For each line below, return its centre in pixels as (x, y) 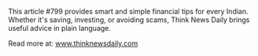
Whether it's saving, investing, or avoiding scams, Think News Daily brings (129, 20)
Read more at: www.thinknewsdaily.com (73, 43)
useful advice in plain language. (60, 28)
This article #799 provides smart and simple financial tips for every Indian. (129, 11)
